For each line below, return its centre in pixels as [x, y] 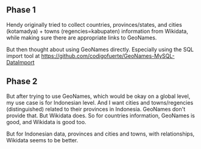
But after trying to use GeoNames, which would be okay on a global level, [98, 96]
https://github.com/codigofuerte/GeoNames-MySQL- [108, 56]
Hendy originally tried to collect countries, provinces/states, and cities [94, 24]
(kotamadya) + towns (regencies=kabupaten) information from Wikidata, [97, 31]
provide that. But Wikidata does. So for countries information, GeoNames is [101, 116]
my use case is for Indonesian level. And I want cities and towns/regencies [100, 102]
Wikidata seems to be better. [42, 140]
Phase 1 [21, 10]
